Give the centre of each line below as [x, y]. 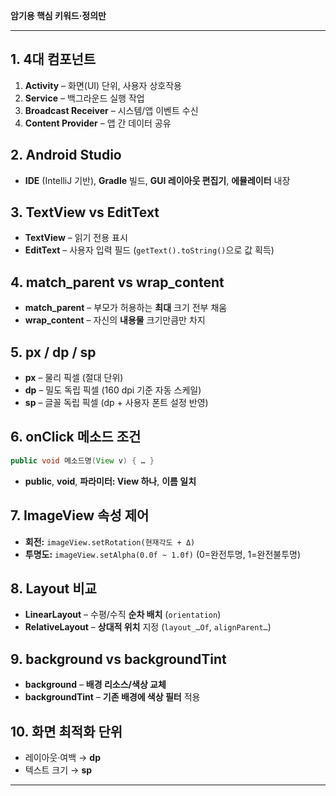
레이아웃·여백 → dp [62, 757]
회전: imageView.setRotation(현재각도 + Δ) [110, 541]
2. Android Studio [66, 155]
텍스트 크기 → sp [58, 770]
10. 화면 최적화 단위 [66, 731]
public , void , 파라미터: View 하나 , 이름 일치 [110, 481]
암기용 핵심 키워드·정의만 [58, 15]
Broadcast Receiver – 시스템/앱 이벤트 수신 [111, 110]
